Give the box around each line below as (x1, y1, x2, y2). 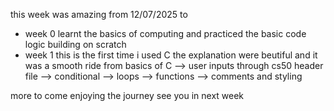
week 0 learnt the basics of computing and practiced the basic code (24, 28, 307, 39)
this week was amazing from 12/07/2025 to (10, 9, 188, 20)
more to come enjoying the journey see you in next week (10, 90, 245, 101)
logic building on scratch (24, 39, 127, 50)
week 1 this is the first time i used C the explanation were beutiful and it (24, 49, 318, 61)
